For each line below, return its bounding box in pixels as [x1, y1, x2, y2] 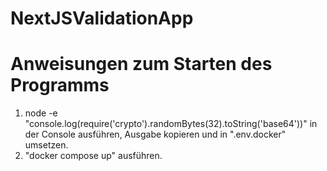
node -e [24, 107, 58, 119]
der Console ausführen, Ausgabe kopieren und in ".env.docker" [24, 128, 287, 141]
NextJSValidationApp [10, 7, 194, 30]
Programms [10, 74, 110, 97]
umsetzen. [24, 139, 69, 151]
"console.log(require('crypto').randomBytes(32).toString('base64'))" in [24, 118, 318, 130]
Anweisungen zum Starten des [10, 53, 273, 76]
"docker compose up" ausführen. [24, 150, 163, 162]
